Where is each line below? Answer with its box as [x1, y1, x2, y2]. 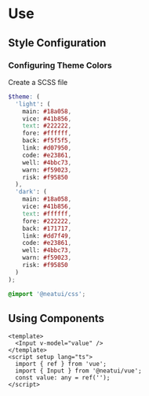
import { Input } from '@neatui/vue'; [15, 367, 143, 375]
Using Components [8, 312, 104, 325]
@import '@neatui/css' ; [8, 290, 86, 298]
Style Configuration [8, 36, 107, 50]
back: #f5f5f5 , [22, 137, 72, 145]
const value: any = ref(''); [15, 374, 111, 382]
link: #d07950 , [22, 144, 72, 152]
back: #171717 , [22, 224, 72, 232]
